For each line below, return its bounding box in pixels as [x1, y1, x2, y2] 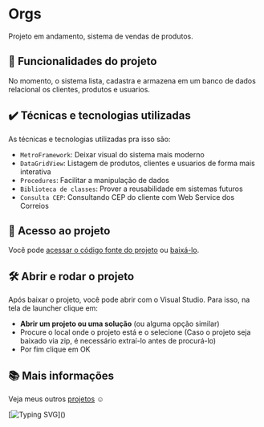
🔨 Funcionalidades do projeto [8, 55, 157, 68]
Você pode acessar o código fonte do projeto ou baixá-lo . [8, 246, 200, 255]
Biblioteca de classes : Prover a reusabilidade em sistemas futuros [19, 184, 243, 193]
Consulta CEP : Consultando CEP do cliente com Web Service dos [19, 192, 235, 201]
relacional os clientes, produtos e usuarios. [8, 84, 151, 94]
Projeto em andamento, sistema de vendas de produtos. [8, 31, 194, 41]
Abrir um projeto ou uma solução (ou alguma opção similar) [19, 319, 220, 329]
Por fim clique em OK [19, 344, 91, 354]
